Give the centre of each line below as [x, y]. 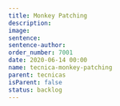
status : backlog [35, 90]
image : [19, 30]
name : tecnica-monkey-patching [60, 68]
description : [30, 23]
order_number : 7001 [41, 53]
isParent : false [35, 82]
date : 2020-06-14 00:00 [48, 61]
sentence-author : [37, 45]
